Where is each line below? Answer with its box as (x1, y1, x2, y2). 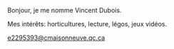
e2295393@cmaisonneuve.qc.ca (7, 33, 106, 42)
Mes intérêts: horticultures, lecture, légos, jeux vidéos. (7, 20, 168, 28)
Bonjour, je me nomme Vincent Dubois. (7, 6, 122, 14)
